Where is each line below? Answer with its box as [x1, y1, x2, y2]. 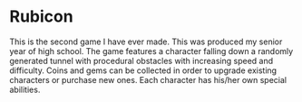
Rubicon [9, 6, 74, 27]
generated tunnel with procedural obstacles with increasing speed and [9, 55, 274, 66]
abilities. [9, 84, 41, 95]
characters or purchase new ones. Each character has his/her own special [9, 74, 287, 85]
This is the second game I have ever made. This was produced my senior [9, 36, 283, 47]
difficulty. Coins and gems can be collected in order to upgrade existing [9, 65, 278, 76]
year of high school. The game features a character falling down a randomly [9, 45, 294, 56]
